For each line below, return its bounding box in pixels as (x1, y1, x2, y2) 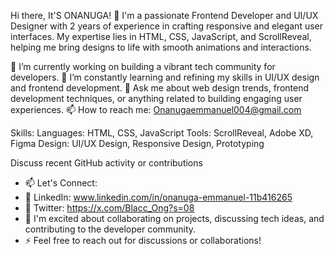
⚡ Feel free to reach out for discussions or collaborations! (24, 235, 262, 246)
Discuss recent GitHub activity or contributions (10, 157, 203, 169)
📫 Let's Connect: (24, 177, 98, 189)
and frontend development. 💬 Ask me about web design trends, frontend (10, 82, 310, 94)
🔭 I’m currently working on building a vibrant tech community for (10, 61, 276, 72)
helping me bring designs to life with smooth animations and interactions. (10, 41, 312, 53)
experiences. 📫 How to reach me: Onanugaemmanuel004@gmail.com (10, 104, 302, 115)
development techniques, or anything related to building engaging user (10, 93, 303, 104)
